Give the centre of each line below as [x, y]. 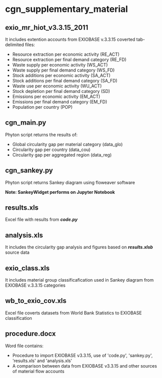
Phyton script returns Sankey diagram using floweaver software [70, 182]
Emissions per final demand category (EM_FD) [60, 102]
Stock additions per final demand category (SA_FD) [65, 81]
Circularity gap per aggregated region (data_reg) [62, 154]
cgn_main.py [26, 123]
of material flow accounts [38, 371]
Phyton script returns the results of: [41, 135]
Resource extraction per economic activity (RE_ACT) [66, 54]
